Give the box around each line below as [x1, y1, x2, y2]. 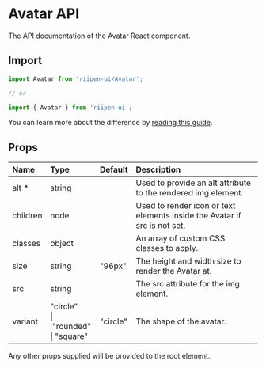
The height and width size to [135, 256, 241, 267]
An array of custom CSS [135, 233, 226, 244]
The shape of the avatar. [135, 316, 227, 327]
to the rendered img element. [135, 188, 244, 199]
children [12, 211, 43, 222]
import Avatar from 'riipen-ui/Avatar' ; [8, 74, 144, 83]
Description [135, 164, 181, 175]
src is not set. [135, 220, 186, 231]
